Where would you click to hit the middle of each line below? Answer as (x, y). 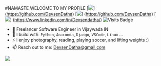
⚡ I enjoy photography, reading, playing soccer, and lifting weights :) (80, 40)
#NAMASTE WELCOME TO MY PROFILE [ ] (50, 8)
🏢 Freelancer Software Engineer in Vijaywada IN (60, 29)
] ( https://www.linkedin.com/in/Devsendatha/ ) (56, 20)
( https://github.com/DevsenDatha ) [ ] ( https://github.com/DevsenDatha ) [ (80, 14)
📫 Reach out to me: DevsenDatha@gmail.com (59, 47)
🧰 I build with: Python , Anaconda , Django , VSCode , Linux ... (68, 34)
